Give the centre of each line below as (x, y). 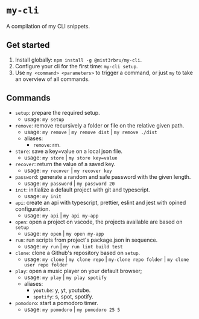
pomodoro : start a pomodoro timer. (56, 303)
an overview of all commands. (52, 79)
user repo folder (46, 265)
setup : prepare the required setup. (58, 112)
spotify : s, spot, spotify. (63, 296)
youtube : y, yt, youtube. (62, 290)
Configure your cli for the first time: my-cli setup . (76, 66)
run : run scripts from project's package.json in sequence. (86, 240)
